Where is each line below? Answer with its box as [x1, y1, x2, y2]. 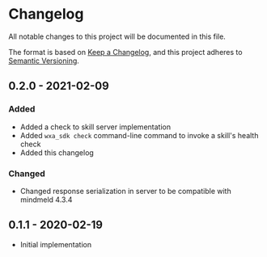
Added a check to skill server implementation [19, 122, 172, 132]
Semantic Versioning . [8, 56, 79, 65]
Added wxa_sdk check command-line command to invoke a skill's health [19, 130, 259, 140]
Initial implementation [19, 239, 92, 249]
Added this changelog [19, 147, 95, 158]
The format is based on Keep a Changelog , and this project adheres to [8, 47, 243, 57]
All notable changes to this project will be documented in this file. [8, 32, 227, 41]
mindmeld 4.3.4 [19, 195, 73, 204]
